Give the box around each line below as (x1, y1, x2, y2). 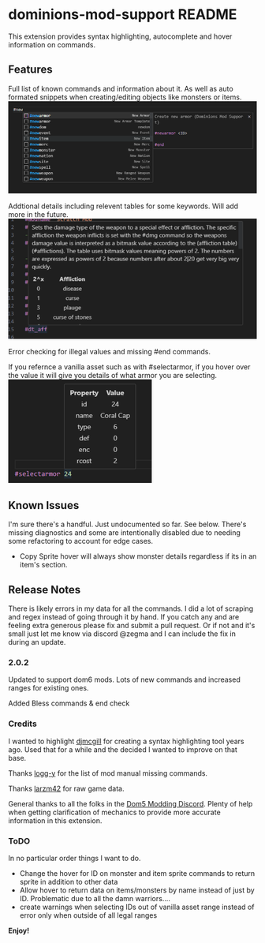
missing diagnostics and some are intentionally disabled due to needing (8, 528, 241, 537)
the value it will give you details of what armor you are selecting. (8, 371, 218, 380)
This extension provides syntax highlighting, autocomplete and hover (8, 32, 233, 41)
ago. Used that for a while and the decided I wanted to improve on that (8, 744, 238, 754)
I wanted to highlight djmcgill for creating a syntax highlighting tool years (8, 736, 244, 746)
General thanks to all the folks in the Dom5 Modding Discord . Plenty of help (8, 799, 253, 808)
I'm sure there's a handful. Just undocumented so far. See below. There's (8, 519, 247, 530)
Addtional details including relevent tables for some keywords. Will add (8, 201, 239, 211)
